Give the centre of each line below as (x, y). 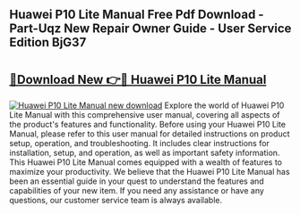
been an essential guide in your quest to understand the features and (137, 181)
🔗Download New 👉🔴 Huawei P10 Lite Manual (138, 79)
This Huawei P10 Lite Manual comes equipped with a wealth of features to (146, 162)
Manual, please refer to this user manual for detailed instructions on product (150, 134)
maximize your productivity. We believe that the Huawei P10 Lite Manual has (150, 172)
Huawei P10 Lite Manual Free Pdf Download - (137, 15)
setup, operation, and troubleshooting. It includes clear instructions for (140, 143)
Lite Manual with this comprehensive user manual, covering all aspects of (145, 115)
